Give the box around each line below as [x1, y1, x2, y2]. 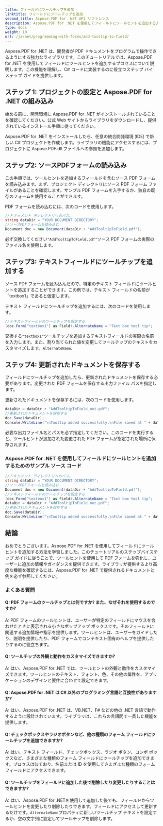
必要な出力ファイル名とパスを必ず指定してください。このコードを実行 [5, 430, 146, 435]
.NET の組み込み [5, 97, 54, 105]
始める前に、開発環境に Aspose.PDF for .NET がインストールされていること [5, 111, 156, 117]
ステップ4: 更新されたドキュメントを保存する [5, 361, 141, 369]
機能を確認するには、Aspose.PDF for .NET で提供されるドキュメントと [13, 567, 155, 573]
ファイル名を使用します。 [5, 242, 56, 248]
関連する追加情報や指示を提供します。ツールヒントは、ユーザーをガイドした [5, 629, 158, 635]
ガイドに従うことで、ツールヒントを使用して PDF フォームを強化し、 [14, 555, 153, 561]
